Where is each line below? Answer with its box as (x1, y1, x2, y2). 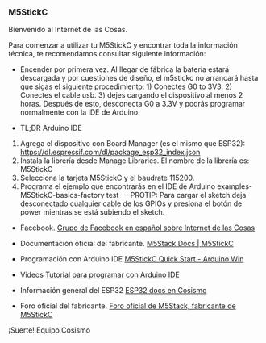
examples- (217, 182, 252, 191)
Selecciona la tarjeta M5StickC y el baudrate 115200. (19, 173, 195, 183)
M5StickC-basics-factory (19, 190, 105, 200)
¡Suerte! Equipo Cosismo (8, 325, 91, 335)
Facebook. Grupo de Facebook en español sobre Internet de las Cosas (19, 223, 256, 232)
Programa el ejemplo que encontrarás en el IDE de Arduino (19, 182, 216, 191)
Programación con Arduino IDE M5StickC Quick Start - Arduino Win (19, 254, 244, 264)
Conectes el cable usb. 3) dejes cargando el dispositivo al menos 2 (19, 90, 243, 100)
